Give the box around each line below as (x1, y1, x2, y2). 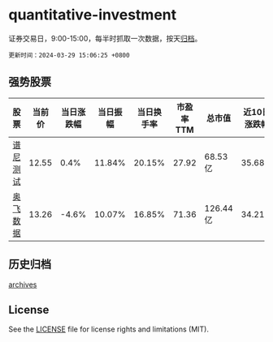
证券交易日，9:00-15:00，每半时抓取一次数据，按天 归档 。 (8, 33, 202, 43)
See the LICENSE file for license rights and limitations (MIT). (8, 324, 210, 334)
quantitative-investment (8, 6, 177, 24)
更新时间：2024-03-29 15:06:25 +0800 (8, 51, 130, 59)
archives (8, 280, 37, 289)
